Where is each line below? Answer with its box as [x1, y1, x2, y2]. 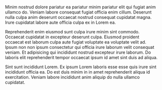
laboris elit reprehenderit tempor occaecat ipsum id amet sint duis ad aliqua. [5, 55, 158, 60]
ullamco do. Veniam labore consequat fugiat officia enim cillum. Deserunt [5, 9, 152, 15]
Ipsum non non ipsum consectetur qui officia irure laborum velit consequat [5, 45, 155, 50]
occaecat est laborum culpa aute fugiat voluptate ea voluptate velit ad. [5, 39, 146, 45]
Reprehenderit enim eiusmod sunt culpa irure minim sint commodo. [5, 29, 140, 34]
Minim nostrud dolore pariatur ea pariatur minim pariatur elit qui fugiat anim [5, 4, 156, 10]
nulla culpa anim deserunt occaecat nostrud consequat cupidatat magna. [5, 15, 152, 20]
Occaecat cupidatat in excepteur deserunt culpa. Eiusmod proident [5, 34, 140, 40]
